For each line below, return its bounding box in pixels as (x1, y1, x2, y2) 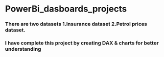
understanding (5, 46, 42, 53)
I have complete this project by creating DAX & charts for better (5, 40, 159, 46)
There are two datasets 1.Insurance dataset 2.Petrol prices (5, 21, 147, 28)
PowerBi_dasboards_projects (5, 3, 127, 14)
